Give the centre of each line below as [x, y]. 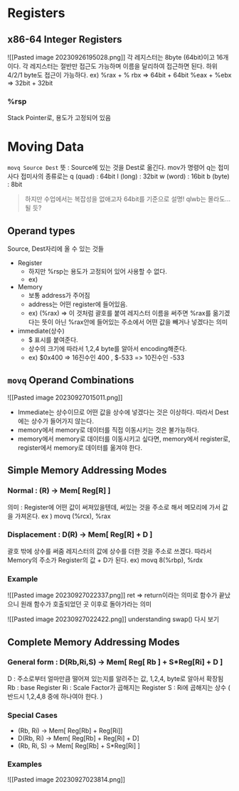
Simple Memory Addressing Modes [87, 470]
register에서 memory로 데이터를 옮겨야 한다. [80, 447]
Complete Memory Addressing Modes [94, 642]
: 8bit [15, 184]
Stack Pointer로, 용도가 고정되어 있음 [59, 118]
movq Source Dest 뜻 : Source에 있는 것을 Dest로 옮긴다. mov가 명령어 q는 [112, 168]
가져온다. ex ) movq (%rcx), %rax [63, 516]
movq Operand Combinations [71, 381]
